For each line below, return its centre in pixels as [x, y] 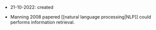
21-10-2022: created [32, 7]
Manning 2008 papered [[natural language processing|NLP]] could [81, 17]
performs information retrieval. [42, 22]
